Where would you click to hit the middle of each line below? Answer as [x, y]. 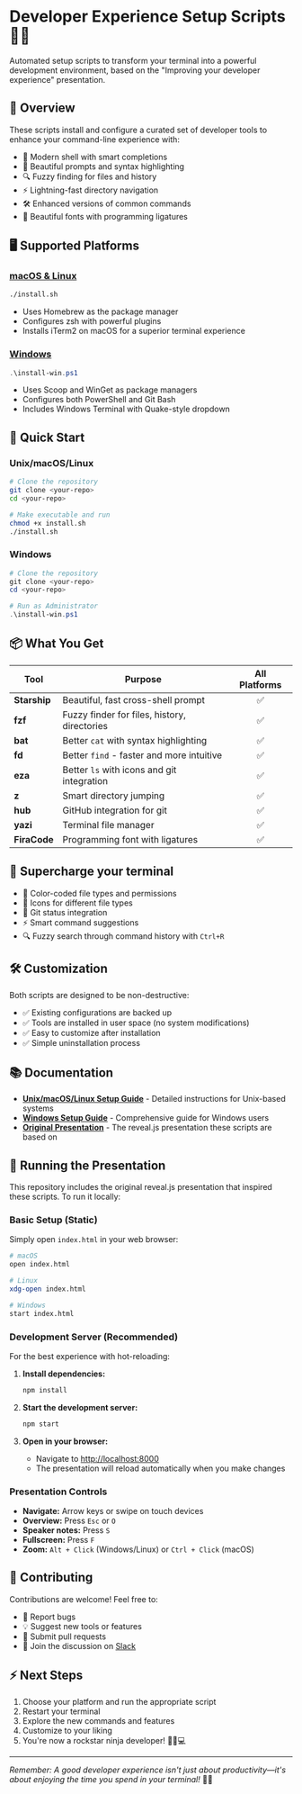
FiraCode [34, 839]
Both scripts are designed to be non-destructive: [99, 995]
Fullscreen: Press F [58, 1540]
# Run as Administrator [54, 606]
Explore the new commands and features [98, 1720]
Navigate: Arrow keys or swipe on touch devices [113, 1511]
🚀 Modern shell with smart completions [95, 157]
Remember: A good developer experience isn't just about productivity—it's [147, 1770]
